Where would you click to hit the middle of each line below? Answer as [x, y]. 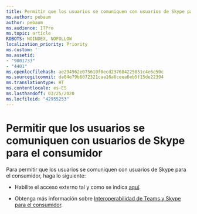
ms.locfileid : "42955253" [38, 99]
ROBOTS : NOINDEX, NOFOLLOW [39, 39]
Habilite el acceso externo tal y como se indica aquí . [77, 187]
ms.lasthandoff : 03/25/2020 [40, 93]
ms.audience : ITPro [30, 28]
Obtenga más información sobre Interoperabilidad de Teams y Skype [98, 198]
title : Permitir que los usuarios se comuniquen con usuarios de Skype [95, 11]
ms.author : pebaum [28, 17]
